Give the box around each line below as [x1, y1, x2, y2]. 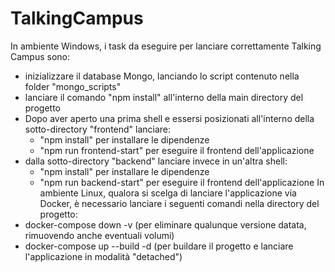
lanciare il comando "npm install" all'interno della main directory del [24, 91, 304, 103]
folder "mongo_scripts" [24, 80, 122, 92]
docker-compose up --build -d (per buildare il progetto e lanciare [24, 240, 294, 252]
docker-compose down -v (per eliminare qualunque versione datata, [24, 218, 307, 231]
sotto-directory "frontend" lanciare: [24, 123, 172, 135]
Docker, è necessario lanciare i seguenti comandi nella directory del [39, 197, 320, 209]
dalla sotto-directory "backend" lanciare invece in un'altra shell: [24, 155, 288, 167]
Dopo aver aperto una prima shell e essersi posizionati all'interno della [24, 112, 315, 124]
